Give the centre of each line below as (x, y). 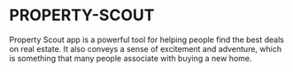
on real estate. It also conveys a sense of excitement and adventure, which (145, 48)
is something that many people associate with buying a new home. (131, 58)
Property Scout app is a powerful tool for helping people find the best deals (147, 40)
